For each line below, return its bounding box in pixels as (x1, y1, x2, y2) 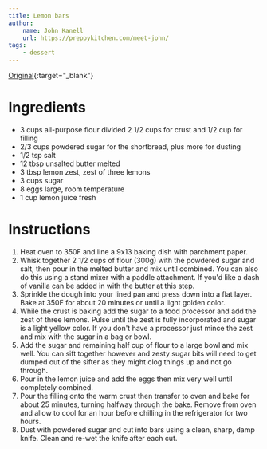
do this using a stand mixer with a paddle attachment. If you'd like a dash (19, 272, 260, 282)
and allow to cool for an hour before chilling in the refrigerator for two (19, 408, 249, 417)
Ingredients (8, 99, 86, 116)
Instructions (8, 221, 91, 239)
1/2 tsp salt (19, 150, 56, 160)
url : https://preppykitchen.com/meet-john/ (22, 33, 170, 42)
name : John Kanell (22, 26, 84, 34)
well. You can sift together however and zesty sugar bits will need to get (19, 349, 257, 358)
